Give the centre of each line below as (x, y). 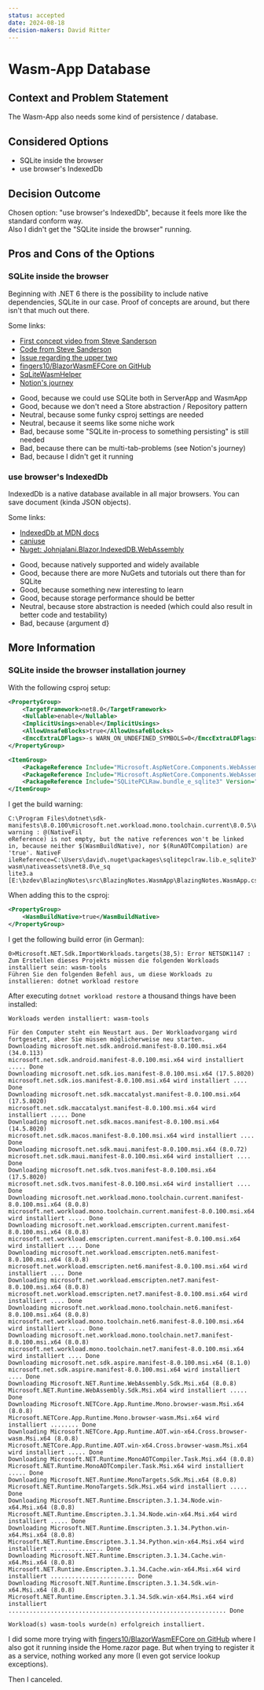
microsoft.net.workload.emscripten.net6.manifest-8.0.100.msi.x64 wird (128, 1266)
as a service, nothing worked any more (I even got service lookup (114, 1655)
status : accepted (37, 15)
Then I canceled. (35, 1679)
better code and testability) (63, 614)
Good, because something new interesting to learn (101, 589)
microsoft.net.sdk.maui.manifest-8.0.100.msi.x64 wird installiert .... (130, 1156)
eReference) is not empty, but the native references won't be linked (126, 839)
